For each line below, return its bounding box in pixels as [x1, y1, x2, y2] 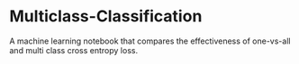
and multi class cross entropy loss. [9, 44, 138, 55]
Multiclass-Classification [9, 6, 203, 27]
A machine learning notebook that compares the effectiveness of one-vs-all [9, 36, 291, 46]
